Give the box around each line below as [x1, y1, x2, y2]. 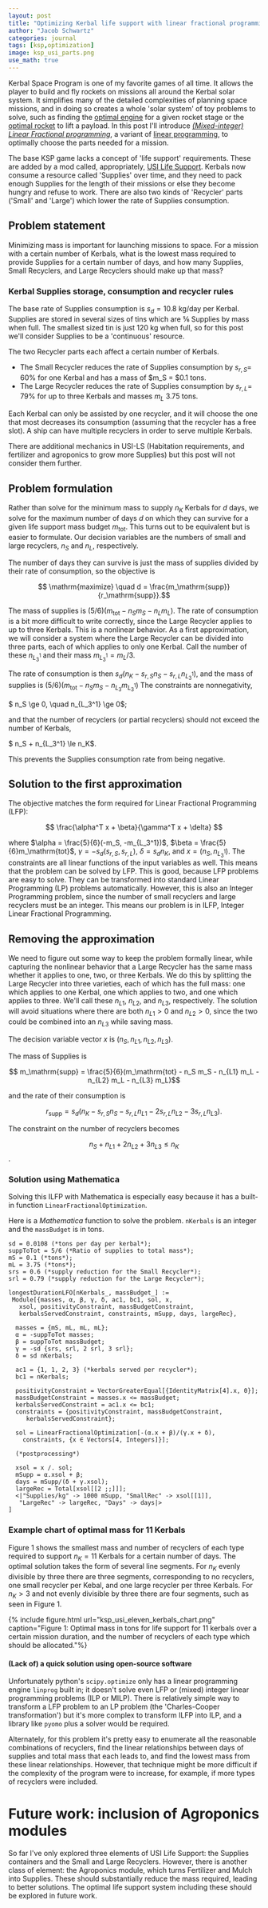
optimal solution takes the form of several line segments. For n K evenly [8, 1562, 241, 1573]
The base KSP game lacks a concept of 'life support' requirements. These [8, 153, 251, 162]
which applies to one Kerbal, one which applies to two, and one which [8, 987, 238, 997]
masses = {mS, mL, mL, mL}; [15, 1324, 109, 1332]
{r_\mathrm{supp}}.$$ [97, 590, 171, 600]
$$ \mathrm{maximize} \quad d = [37, 582, 148, 592]
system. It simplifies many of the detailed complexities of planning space [8, 95, 247, 105]
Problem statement [8, 219, 106, 233]
